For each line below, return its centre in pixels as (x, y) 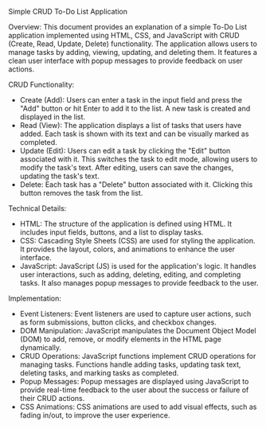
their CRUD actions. (52, 398)
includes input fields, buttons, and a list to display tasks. (111, 232)
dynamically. (41, 348)
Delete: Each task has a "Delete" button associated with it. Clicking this (136, 185)
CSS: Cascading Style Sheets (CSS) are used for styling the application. (138, 241)
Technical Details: (37, 208)
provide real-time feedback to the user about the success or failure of (134, 390)
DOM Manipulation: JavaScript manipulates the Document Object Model (138, 331)
